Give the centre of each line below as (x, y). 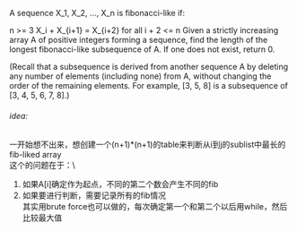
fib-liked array (35, 155)
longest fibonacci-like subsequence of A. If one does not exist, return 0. (142, 49)
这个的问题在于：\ (43, 166)
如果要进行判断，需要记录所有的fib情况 (94, 195)
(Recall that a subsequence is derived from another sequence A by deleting (149, 67)
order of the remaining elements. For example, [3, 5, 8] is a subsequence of (149, 86)
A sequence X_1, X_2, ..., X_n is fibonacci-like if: (97, 13)
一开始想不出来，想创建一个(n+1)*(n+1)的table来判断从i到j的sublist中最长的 (148, 145)
